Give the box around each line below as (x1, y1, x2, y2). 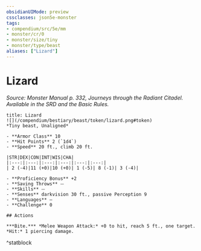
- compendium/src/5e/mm (6, 25, 66, 32)
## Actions (6, 212, 34, 218)
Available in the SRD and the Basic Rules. (6, 100, 109, 107)
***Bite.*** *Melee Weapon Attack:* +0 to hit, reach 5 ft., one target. (6, 223, 196, 229)
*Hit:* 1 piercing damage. (6, 228, 74, 234)
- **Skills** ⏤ (6, 186, 45, 192)
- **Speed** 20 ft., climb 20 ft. (6, 144, 94, 150)
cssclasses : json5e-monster (6, 14, 77, 21)
